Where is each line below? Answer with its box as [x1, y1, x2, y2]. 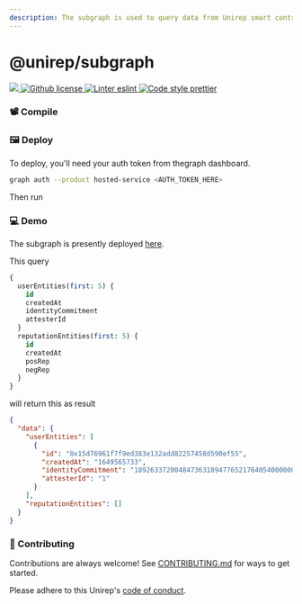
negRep [25, 365, 50, 374]
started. [9, 567, 39, 578]
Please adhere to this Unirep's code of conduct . [9, 584, 187, 595]
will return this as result [9, 398, 96, 410]
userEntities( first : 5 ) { [17, 281, 115, 291]
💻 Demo [9, 214, 48, 227]
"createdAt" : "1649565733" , [41, 457, 147, 466]
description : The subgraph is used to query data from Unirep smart [9, 13, 271, 23]
